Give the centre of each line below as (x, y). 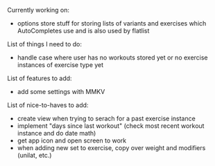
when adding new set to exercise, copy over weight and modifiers (111, 148)
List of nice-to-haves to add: (48, 105)
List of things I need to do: (44, 44)
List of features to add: (40, 78)
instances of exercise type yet (60, 65)
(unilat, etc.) (34, 155)
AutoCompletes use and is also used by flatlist (83, 31)
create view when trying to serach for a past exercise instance (106, 118)
